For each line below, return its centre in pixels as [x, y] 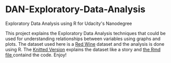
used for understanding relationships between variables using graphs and [83, 39]
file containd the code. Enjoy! [36, 55]
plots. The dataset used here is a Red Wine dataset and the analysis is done [85, 44]
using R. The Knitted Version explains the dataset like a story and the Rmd [83, 49]
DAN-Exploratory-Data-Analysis [75, 9]
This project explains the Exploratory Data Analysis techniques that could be [86, 33]
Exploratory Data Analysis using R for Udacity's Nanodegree [69, 23]
